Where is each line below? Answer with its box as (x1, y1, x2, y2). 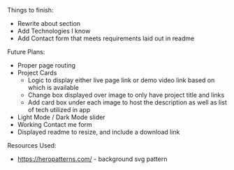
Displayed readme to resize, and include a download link (17, 128, 180, 136)
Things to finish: (7, 6, 54, 14)
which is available (27, 84, 79, 91)
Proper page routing (17, 61, 75, 69)
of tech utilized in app (27, 106, 91, 114)
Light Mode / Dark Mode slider (17, 113, 106, 121)
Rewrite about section (17, 20, 81, 27)
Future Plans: (7, 48, 45, 56)
